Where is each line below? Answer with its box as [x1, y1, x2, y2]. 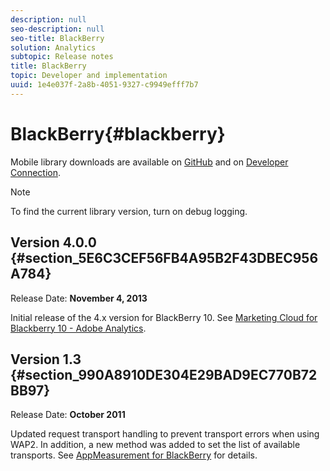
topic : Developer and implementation [10, 71, 168, 81]
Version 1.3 [10, 351, 82, 368]
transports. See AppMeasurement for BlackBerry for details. [10, 449, 258, 461]
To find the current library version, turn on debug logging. [10, 205, 248, 217]
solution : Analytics [10, 42, 97, 53]
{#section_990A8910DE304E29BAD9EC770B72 [10, 366, 318, 383]
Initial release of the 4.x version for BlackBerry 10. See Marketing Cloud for [10, 311, 318, 323]
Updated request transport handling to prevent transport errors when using [10, 428, 320, 440]
